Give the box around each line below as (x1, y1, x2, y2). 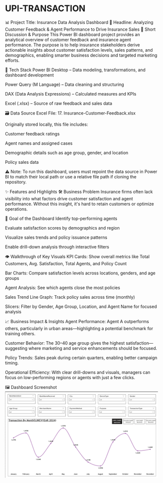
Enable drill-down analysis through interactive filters (5, 244, 109, 250)
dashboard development (5, 72, 54, 78)
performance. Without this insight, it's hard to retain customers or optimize (5, 201, 154, 207)
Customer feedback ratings (5, 131, 60, 136)
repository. (5, 179, 27, 185)
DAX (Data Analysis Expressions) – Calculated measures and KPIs (5, 91, 137, 97)
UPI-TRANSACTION (5, 3, 86, 14)
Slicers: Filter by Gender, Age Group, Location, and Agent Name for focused (5, 303, 157, 309)
